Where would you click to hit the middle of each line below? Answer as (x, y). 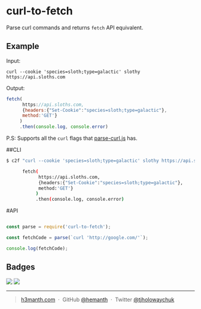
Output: (16, 88)
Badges (21, 267)
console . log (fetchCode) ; (37, 248)
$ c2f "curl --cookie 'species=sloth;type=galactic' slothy (83, 161)
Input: (13, 60)
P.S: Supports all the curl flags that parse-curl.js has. (72, 138)
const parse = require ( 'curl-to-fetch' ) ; (59, 227)
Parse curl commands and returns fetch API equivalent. (75, 27)
